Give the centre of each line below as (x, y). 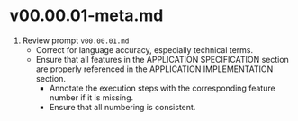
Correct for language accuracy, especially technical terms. (144, 49)
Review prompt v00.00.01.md (76, 40)
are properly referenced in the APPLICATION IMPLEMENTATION (154, 69)
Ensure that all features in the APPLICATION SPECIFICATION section (163, 59)
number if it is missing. (91, 97)
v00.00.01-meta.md (86, 16)
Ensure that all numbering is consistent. (122, 107)
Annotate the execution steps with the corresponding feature (163, 88)
